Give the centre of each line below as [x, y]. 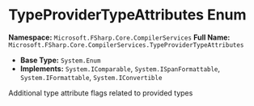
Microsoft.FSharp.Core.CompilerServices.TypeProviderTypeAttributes [126, 45]
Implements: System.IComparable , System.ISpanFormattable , [120, 68]
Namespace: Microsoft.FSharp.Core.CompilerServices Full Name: [119, 37]
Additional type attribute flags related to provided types [101, 93]
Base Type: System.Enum [60, 60]
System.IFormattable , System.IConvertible [91, 77]
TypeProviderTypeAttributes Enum [127, 15]
